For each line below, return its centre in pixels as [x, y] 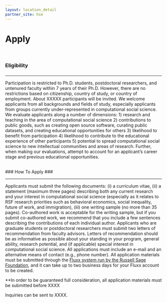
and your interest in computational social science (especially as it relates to [82, 197]
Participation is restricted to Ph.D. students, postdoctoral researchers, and [81, 83]
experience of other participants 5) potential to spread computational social [83, 141]
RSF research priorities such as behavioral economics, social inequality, [79, 202]
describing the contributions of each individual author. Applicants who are [81, 223]
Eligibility [17, 66]
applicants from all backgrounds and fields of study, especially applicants [80, 104]
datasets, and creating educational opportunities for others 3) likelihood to [81, 131]
